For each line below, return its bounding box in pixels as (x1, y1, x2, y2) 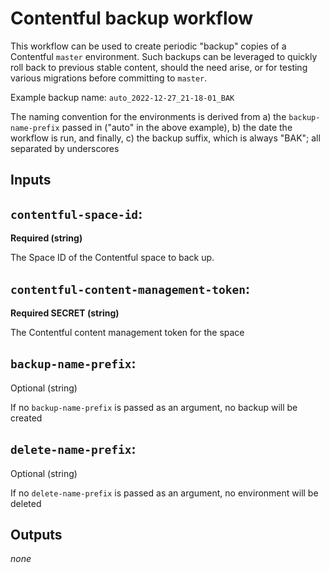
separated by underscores (10, 142, 120, 154)
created (10, 412, 43, 424)
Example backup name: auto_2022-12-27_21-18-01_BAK (10, 91, 235, 103)
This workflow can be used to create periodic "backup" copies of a (10, 40, 287, 52)
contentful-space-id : (10, 205, 143, 222)
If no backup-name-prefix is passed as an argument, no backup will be (10, 401, 298, 413)
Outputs (10, 526, 63, 543)
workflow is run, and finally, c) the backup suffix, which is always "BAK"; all (10, 132, 321, 144)
